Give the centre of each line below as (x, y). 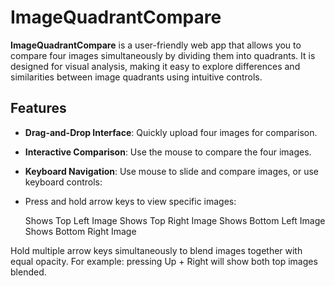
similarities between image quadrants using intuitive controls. (136, 77)
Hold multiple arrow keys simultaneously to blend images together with (156, 250)
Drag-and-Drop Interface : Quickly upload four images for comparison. (171, 132)
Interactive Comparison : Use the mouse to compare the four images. (168, 152)
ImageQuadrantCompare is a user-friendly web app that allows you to (156, 45)
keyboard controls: (63, 182)
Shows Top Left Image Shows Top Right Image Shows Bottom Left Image (175, 220)
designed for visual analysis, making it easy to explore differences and (155, 66)
